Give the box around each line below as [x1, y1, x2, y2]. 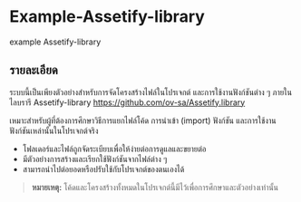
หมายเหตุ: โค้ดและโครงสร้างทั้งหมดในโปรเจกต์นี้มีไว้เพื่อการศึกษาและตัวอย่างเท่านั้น [31, 181, 279, 192]
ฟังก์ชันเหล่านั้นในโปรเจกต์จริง [9, 125, 99, 136]
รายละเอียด [9, 63, 59, 78]
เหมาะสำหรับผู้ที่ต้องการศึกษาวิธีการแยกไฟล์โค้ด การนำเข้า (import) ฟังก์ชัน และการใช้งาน [9, 115, 277, 126]
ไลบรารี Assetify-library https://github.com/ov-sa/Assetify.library [9, 97, 246, 108]
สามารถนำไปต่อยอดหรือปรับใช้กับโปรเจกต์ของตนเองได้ [22, 163, 185, 174]
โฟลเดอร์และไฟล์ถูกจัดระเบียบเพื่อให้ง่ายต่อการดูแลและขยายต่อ [22, 143, 207, 154]
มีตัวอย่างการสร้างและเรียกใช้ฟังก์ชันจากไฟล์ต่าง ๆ [22, 153, 168, 164]
